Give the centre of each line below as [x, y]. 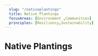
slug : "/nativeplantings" [35, 9]
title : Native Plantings [34, 14]
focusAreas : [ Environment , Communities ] [50, 18]
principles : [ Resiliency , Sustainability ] [51, 23]
